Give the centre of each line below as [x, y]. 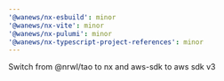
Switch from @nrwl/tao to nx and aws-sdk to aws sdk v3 [112, 67]
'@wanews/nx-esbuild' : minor [62, 17]
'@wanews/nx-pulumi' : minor [60, 33]
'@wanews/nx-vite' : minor [56, 26]
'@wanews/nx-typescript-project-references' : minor [106, 42]
